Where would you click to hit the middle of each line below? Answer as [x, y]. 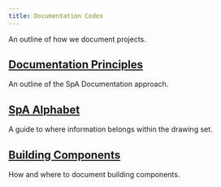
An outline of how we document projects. [77, 39]
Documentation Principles [76, 65]
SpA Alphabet [44, 109]
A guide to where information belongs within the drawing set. [110, 129]
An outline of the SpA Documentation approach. [89, 84]
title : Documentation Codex [56, 16]
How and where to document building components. [94, 175]
